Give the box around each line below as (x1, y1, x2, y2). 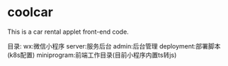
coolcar (7, 4, 53, 20)
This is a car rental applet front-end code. (7, 27, 129, 36)
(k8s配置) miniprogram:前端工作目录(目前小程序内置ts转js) (7, 51, 177, 59)
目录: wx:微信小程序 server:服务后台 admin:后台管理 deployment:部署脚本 (7, 41, 221, 50)
